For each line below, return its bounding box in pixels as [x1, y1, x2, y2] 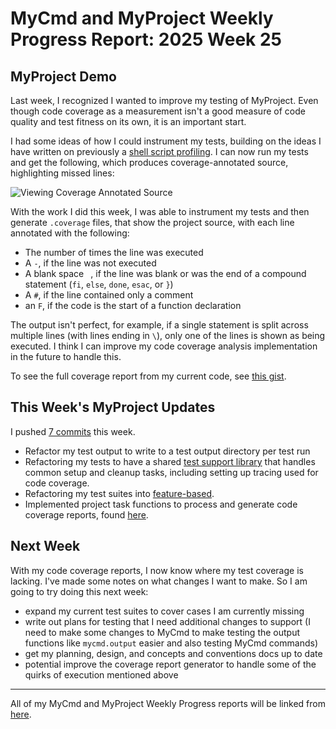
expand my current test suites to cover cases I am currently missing [24, 605, 305, 617]
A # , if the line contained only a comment [24, 289, 194, 301]
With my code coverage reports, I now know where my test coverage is [10, 564, 304, 576]
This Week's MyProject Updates [10, 399, 216, 416]
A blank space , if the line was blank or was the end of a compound [24, 268, 307, 279]
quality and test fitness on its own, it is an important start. [10, 116, 247, 127]
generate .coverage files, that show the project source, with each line [10, 217, 295, 228]
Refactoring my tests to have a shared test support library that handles [24, 455, 316, 467]
